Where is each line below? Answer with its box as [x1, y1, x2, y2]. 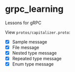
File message [12, 44, 39, 50]
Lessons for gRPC [5, 20, 42, 26]
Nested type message [12, 50, 57, 56]
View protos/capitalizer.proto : [5, 29, 71, 35]
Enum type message [12, 61, 54, 67]
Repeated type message [12, 56, 62, 62]
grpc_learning [5, 3, 64, 15]
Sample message [12, 38, 48, 45]
